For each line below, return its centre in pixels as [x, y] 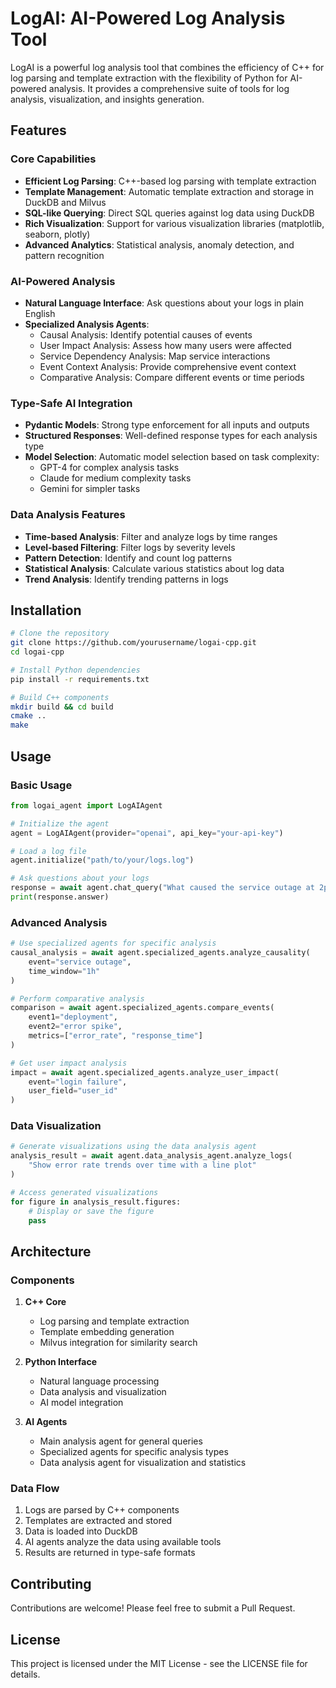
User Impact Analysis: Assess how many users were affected [165, 345]
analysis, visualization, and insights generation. [107, 99]
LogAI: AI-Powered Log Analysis [148, 18]
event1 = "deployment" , [73, 1017]
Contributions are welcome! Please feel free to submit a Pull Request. [153, 1608]
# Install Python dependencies [75, 670]
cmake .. [28, 716]
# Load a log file [48, 851]
